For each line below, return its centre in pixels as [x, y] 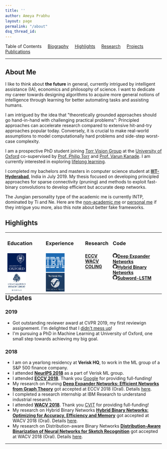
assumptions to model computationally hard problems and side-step [75, 136]
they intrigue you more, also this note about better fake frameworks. [75, 207]
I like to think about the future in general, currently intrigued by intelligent [80, 84]
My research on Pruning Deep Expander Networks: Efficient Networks [86, 384]
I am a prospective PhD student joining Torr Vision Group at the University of [83, 151]
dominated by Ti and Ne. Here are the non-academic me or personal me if [81, 202]
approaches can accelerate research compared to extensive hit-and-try [79, 125]
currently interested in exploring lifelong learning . [56, 161]
